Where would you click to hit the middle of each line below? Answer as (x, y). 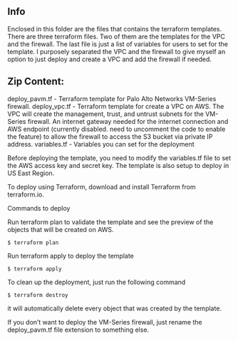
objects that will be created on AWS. (61, 229)
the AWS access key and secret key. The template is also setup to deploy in (118, 165)
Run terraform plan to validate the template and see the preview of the (110, 222)
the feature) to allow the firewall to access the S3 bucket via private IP (110, 136)
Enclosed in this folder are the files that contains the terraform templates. (115, 28)
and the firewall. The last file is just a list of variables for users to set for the (118, 44)
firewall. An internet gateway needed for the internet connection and (128, 121)
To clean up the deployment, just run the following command (97, 282)
